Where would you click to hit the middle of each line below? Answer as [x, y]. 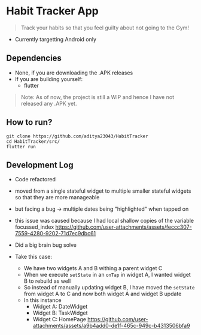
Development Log [40, 165]
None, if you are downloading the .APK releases [74, 73]
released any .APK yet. [49, 103]
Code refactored [35, 180]
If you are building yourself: [48, 79]
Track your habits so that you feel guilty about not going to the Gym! [105, 28]
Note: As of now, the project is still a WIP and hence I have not [98, 97]
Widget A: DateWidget [60, 307]
